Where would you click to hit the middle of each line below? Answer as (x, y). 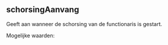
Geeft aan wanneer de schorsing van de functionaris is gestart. (84, 24)
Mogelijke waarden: (31, 36)
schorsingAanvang (43, 10)
